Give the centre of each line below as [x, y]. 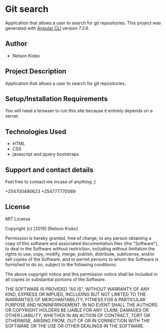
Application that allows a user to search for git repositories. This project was [83, 23]
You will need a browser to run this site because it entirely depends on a [79, 111]
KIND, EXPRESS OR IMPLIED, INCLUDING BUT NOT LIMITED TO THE [76, 294]
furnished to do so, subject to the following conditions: [61, 265]
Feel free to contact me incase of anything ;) [50, 182]
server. [12, 116]
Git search [27, 9]
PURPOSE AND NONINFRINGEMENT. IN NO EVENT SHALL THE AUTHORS [82, 305]
